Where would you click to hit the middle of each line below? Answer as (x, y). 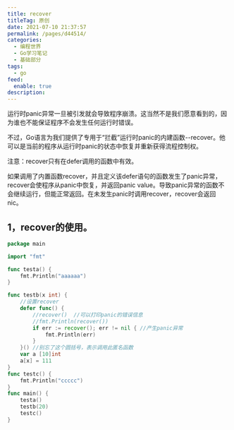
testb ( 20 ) (35, 407)
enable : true (33, 86)
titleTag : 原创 (29, 20)
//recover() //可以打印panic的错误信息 (88, 315)
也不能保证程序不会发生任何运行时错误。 (78, 123)
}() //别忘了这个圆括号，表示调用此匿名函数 (77, 348)
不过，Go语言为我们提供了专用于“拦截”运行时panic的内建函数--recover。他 (116, 138)
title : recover (30, 14)
